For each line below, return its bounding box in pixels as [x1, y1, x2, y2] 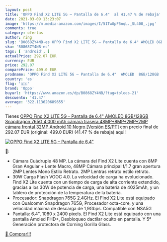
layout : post [5, 7, 32, 12]
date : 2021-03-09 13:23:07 [5, 16, 61, 21]
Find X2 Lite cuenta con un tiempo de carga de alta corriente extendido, [12, 179, 160, 185]
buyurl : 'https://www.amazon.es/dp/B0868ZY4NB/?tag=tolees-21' [5, 90, 139, 95]
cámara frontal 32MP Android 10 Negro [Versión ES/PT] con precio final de [5, 124, 159, 130]
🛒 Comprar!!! [5, 231, 31, 237]
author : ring [5, 35, 32, 40]
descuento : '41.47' [5, 95, 46, 100]
